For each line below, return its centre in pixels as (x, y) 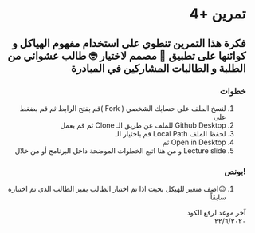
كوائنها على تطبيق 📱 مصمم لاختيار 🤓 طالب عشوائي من (127, 55)
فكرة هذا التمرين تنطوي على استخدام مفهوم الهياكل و (129, 43)
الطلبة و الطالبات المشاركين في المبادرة (159, 68)
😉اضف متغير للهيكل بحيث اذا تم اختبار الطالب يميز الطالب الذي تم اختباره (117, 189)
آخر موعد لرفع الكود (216, 213)
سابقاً (218, 197)
